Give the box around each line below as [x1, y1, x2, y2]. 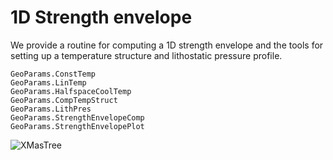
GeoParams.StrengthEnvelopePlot [10, 121, 145, 131]
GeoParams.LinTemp [10, 77, 87, 88]
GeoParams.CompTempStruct [10, 95, 118, 105]
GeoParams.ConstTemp [10, 69, 97, 79]
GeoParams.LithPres [10, 104, 92, 114]
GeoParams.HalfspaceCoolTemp [10, 86, 132, 96]
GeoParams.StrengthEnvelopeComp [10, 112, 145, 123]
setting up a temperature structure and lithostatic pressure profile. [10, 49, 283, 61]
